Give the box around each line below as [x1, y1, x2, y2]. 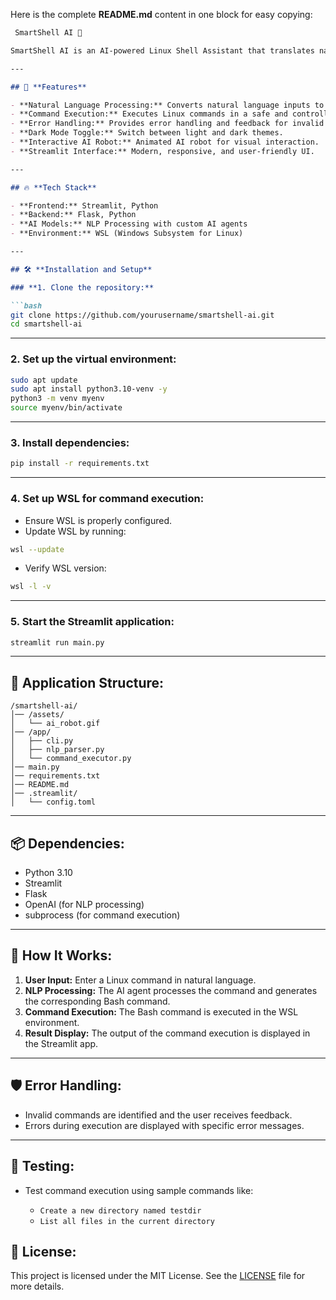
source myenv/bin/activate [10, 403, 123, 413]
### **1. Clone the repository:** [10, 282, 155, 293]
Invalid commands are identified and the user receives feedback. [24, 1109, 293, 1121]
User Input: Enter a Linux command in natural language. [24, 974, 257, 986]
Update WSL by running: [24, 525, 127, 537]
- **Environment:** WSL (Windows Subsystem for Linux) [10, 229, 244, 239]
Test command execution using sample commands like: [24, 1184, 254, 1196]
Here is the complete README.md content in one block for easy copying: [10, 9, 313, 20]
